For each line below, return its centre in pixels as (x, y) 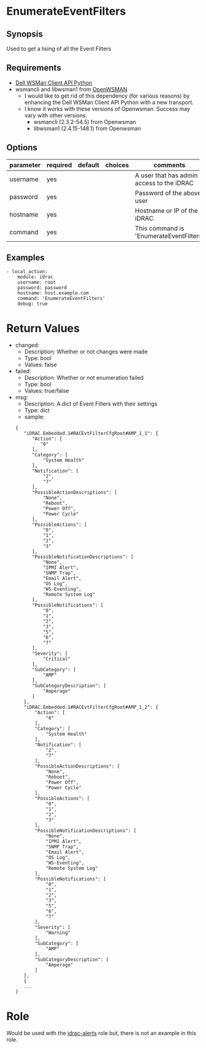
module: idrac (35, 277)
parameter (25, 165)
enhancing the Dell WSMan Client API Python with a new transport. (109, 102)
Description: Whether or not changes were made (86, 352)
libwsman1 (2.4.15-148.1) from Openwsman (87, 128)
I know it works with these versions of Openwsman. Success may (107, 109)
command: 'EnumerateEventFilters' (61, 299)
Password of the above (168, 193)
